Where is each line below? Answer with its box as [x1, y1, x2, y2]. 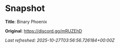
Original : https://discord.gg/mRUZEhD [5, 28, 82, 34]
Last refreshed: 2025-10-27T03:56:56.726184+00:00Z [5, 37, 115, 43]
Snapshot [5, 3, 45, 14]
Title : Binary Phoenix [5, 19, 47, 24]
